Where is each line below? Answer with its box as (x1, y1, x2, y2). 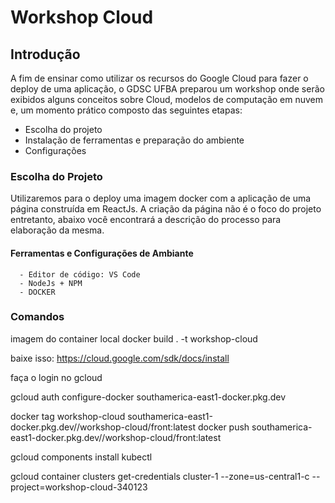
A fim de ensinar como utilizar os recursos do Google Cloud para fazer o (10, 72, 309, 84)
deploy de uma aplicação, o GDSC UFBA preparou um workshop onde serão (10, 83, 325, 95)
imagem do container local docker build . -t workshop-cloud (10, 332, 258, 345)
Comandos (10, 310, 65, 324)
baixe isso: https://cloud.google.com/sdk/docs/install (10, 352, 230, 364)
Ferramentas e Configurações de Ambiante (10, 247, 194, 259)
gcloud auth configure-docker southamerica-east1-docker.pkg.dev (10, 391, 287, 403)
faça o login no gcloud (10, 371, 103, 383)
